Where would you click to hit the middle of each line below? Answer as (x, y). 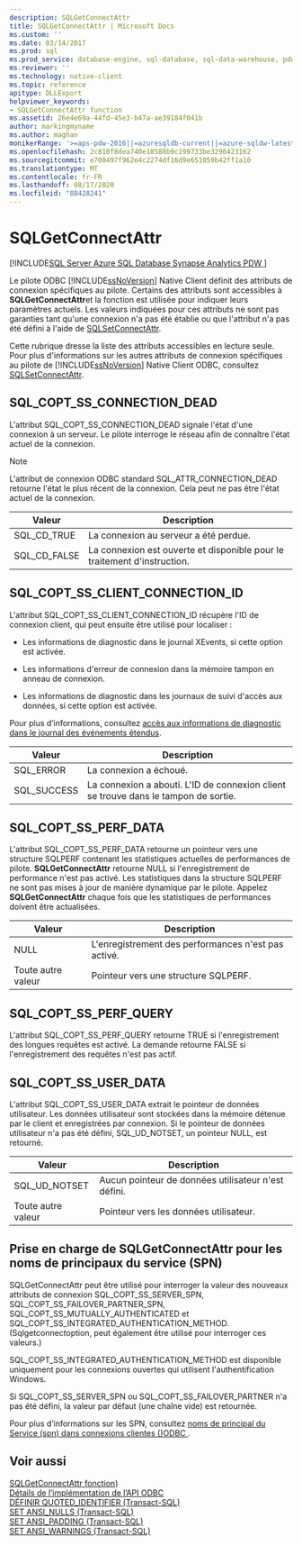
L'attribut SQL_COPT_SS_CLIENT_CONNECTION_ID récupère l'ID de (134, 614)
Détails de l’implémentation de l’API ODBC (87, 1493)
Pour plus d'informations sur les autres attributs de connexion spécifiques (146, 355)
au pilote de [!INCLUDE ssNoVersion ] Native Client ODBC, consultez (134, 365)
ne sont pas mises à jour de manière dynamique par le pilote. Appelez (138, 887)
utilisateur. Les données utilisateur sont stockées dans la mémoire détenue (147, 1114)
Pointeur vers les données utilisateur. (178, 1211)
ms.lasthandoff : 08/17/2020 (62, 186)
